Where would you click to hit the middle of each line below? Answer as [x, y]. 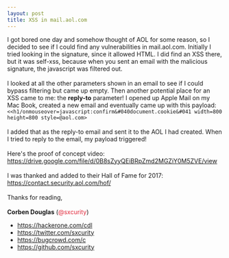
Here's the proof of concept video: [56, 153]
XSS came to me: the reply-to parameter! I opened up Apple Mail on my [109, 97]
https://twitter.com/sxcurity [56, 232]
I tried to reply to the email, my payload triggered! [77, 139]
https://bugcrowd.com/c [51, 239]
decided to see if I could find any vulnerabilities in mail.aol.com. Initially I [109, 47]
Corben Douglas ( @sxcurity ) [48, 212]
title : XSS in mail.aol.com [47, 20]
